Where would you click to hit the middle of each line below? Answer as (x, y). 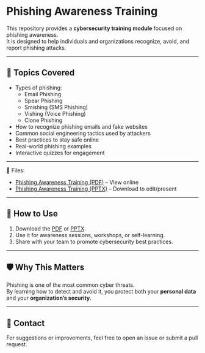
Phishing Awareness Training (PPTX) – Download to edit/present (96, 189)
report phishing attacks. (36, 48)
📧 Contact (26, 323)
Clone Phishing (43, 120)
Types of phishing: (38, 88)
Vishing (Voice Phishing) (55, 113)
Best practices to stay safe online (57, 140)
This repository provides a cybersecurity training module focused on (94, 28)
